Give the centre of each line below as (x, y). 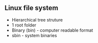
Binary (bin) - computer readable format (52, 30)
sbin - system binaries (34, 35)
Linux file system (32, 8)
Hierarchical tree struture (37, 20)
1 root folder (24, 25)
